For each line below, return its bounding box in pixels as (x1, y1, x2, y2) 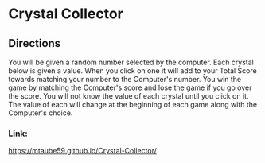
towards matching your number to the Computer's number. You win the (8, 75, 242, 83)
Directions (8, 37, 61, 50)
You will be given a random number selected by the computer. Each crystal (8, 57, 255, 67)
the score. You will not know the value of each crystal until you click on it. (8, 91, 249, 100)
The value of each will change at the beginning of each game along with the (8, 100, 257, 109)
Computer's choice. (8, 108, 73, 118)
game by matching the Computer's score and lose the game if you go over (8, 83, 252, 92)
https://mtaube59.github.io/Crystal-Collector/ (8, 146, 158, 156)
